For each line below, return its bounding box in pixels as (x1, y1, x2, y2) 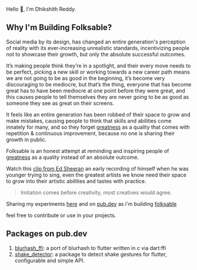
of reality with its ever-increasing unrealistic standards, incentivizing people (6, 44, 190, 51)
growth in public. (6, 136, 47, 143)
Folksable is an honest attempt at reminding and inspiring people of (6, 147, 169, 154)
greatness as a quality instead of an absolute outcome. (6, 154, 139, 161)
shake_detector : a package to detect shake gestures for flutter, (14, 251, 168, 258)
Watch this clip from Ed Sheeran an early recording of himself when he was (6, 165, 189, 172)
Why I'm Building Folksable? (6, 22, 112, 32)
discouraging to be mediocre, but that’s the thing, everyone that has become (6, 81, 192, 88)
